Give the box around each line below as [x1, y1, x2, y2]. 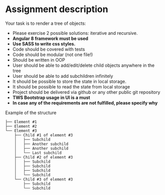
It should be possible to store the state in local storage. [12, 78, 127, 84]
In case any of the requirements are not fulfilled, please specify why [12, 100, 158, 106]
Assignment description [5, 4, 108, 15]
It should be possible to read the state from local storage [12, 83, 130, 89]
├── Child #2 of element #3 [14, 155, 73, 160]
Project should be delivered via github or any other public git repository [12, 89, 160, 95]
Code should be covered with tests [12, 46, 86, 52]
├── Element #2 [5, 124, 37, 129]
